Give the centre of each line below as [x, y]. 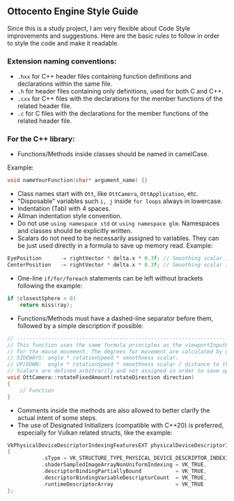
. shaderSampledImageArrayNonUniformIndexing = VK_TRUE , [124, 465]
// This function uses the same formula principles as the [95, 345]
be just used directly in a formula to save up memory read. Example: [115, 246]
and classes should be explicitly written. [75, 231]
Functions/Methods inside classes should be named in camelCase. [113, 154]
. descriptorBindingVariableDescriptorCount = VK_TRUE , [124, 477]
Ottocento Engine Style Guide [73, 12]
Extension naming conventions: [62, 61]
